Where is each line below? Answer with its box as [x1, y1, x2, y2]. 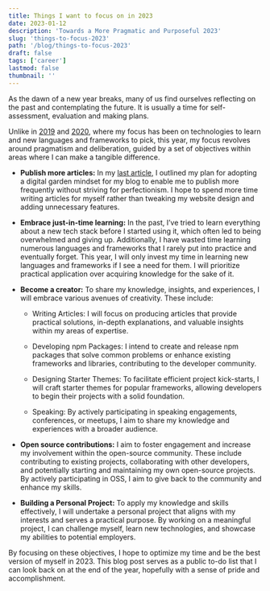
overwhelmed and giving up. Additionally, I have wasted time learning [19, 234, 251, 244]
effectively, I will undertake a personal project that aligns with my [19, 506, 236, 516]
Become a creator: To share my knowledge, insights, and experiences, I [19, 284, 260, 294]
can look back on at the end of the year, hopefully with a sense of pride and [8, 564, 260, 574]
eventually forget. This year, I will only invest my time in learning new [19, 251, 248, 262]
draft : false [8, 49, 52, 57]
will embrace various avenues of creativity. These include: [19, 293, 214, 303]
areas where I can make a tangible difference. [8, 152, 160, 162]
